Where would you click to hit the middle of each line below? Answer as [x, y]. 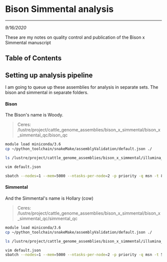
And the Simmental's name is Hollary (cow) [49, 198]
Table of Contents [34, 58]
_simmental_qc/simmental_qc [47, 218]
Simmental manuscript [28, 42]
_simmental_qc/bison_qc [42, 135]
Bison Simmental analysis [59, 9]
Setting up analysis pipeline [49, 75]
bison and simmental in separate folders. [47, 93]
